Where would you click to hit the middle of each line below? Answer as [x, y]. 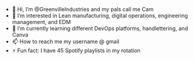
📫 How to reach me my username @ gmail [65, 41]
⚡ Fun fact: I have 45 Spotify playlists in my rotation [76, 50]
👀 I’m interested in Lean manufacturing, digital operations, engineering [100, 16]
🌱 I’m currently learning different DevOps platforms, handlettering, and [100, 28]
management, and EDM [41, 22]
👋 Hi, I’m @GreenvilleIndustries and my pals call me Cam [82, 9]
